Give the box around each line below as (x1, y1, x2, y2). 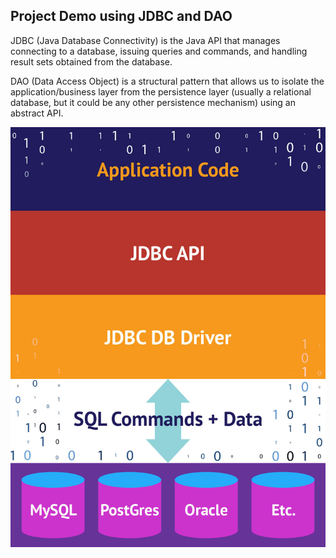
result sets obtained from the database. (10, 55, 173, 68)
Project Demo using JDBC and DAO (10, 8, 233, 25)
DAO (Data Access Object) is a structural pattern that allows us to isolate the (10, 75, 325, 87)
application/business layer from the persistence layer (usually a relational (10, 85, 312, 98)
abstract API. (10, 107, 64, 119)
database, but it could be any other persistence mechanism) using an (10, 96, 296, 108)
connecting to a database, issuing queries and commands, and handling (10, 45, 308, 57)
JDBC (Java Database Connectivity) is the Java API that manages (10, 34, 281, 46)
